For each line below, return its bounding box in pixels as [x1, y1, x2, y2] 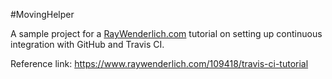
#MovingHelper [10, 9, 75, 20]
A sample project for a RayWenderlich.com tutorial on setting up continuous [10, 28, 323, 39]
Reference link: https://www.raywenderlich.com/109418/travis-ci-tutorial [10, 58, 309, 69]
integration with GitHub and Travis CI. [10, 39, 165, 50]
